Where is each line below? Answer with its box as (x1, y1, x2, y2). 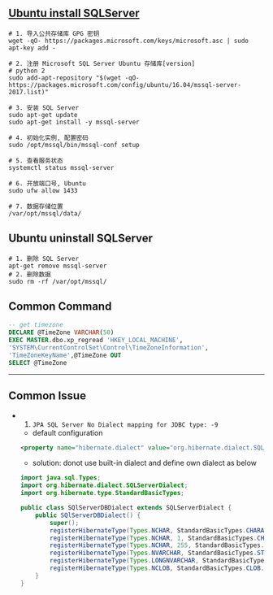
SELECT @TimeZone (8, 358, 67, 367)
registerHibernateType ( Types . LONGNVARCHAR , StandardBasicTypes (50, 557, 268, 565)
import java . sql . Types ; (19, 474, 102, 482)
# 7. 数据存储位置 (8, 202, 63, 211)
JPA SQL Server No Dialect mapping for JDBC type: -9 (32, 420, 219, 429)
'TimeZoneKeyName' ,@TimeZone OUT (8, 351, 122, 359)
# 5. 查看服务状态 (8, 156, 63, 165)
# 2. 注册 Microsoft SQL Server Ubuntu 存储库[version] (8, 59, 196, 67)
